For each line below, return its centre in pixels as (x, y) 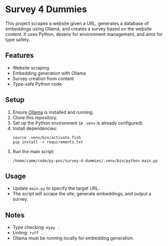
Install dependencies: (35, 128)
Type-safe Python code (37, 84)
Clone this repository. (35, 117)
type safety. (18, 40)
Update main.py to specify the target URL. (56, 188)
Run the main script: (33, 151)
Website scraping (31, 67)
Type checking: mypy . (36, 227)
